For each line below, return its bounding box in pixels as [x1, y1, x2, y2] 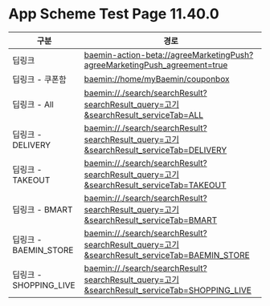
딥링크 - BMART [12, 203, 73, 215]
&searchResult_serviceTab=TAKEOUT [84, 179, 227, 191]
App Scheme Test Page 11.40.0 [8, 5, 219, 23]
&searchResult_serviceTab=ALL [84, 109, 203, 120]
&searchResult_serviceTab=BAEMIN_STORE [84, 249, 251, 260]
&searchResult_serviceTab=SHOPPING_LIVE [84, 284, 252, 296]
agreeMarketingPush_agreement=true [84, 59, 228, 70]
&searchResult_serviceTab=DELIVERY [84, 144, 227, 155]
